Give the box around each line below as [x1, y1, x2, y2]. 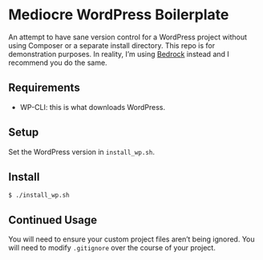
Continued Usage [8, 213, 98, 226]
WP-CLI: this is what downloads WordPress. [19, 102, 166, 112]
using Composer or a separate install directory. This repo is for [8, 40, 215, 50]
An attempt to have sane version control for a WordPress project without [8, 32, 247, 42]
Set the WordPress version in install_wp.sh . [8, 147, 155, 156]
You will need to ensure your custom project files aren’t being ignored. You [8, 234, 255, 244]
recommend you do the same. [8, 58, 107, 67]
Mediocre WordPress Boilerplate [8, 6, 229, 24]
